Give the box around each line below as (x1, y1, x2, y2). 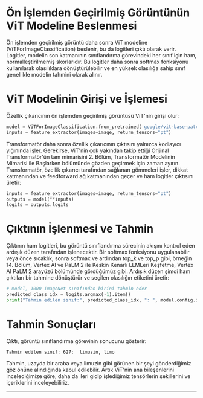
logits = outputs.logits (6, 202, 69, 208)
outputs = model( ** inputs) (6, 196, 74, 202)
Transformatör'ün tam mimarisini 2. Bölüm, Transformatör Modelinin (6, 153, 175, 160)
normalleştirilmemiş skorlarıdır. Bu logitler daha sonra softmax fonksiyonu (6, 58, 189, 65)
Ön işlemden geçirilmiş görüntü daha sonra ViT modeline (6, 39, 148, 46)
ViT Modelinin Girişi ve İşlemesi (6, 92, 168, 106)
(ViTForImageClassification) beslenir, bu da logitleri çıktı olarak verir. (6, 45, 176, 53)
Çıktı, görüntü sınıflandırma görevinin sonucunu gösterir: (6, 337, 147, 344)
